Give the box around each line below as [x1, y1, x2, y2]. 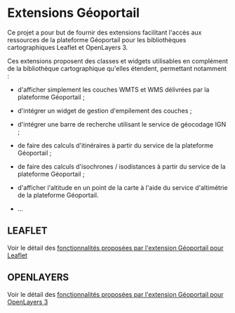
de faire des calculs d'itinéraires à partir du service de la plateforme [17, 141, 214, 149]
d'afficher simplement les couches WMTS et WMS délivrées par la [17, 85, 210, 94]
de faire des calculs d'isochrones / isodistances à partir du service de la [17, 162, 226, 170]
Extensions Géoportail [7, 5, 140, 21]
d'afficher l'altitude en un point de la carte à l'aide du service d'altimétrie [17, 183, 228, 191]
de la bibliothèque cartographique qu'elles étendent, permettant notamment [7, 64, 227, 72]
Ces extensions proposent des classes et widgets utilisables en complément [7, 56, 228, 65]
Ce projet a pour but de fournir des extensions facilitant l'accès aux [7, 28, 202, 37]
